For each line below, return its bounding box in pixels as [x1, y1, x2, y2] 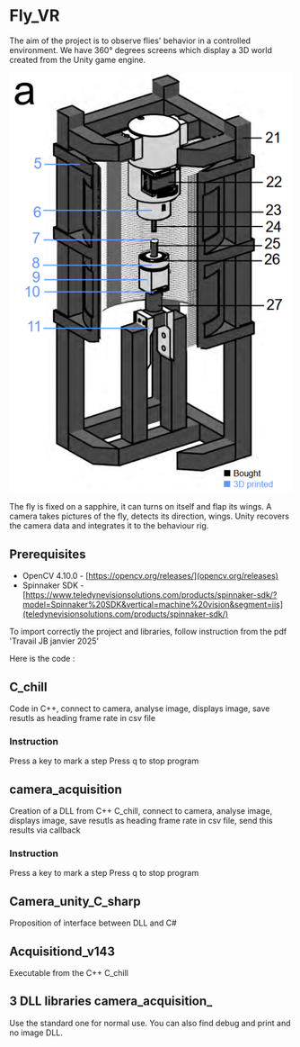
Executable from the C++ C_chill [9, 967, 128, 978]
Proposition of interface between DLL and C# [9, 917, 177, 928]
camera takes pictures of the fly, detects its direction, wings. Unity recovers [9, 510, 290, 522]
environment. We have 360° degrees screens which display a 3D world [9, 44, 272, 55]
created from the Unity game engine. [9, 54, 146, 65]
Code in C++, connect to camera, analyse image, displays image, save [9, 703, 270, 714]
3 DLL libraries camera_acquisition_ [9, 994, 213, 1009]
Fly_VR [9, 5, 60, 26]
